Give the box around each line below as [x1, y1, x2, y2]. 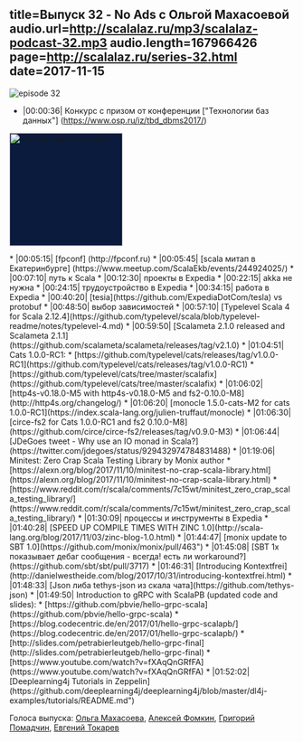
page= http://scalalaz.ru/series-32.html [9, 50, 238, 65]
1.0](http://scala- [201, 521, 264, 532]
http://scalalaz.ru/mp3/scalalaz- [69, 22, 259, 37]
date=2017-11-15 [9, 63, 106, 80]
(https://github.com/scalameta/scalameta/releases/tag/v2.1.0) [9, 339, 240, 351]
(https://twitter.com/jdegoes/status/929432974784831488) [9, 445, 232, 456]
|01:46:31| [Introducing [157, 560, 242, 571]
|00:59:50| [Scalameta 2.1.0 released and [131, 320, 286, 331]
